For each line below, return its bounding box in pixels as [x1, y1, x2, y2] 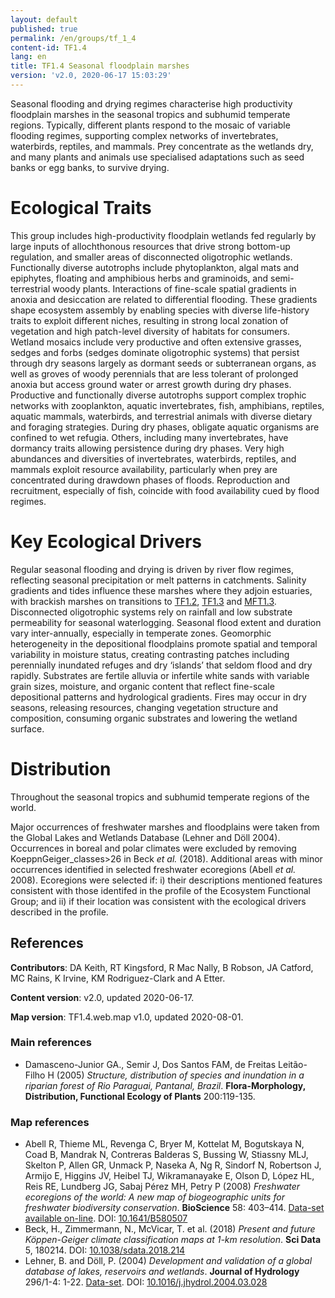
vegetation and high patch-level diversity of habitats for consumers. [10, 325, 290, 337]
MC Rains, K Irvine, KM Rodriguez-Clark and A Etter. [10, 972, 226, 984]
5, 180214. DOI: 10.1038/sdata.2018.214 [24, 1244, 186, 1256]
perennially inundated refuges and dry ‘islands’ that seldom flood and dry [10, 659, 313, 671]
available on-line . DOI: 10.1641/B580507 [24, 1212, 188, 1225]
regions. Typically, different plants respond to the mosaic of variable [10, 119, 291, 131]
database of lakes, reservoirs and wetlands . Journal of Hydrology [24, 1266, 300, 1278]
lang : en [10, 52, 47, 62]
